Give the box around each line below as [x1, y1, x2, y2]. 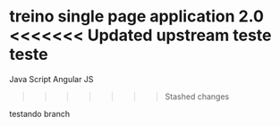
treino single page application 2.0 [9, 6, 264, 27]
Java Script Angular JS [9, 73, 94, 84]
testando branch [9, 108, 70, 119]
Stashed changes [165, 91, 230, 102]
